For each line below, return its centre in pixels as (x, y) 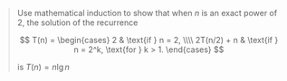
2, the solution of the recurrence (77, 22)
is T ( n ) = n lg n (43, 67)
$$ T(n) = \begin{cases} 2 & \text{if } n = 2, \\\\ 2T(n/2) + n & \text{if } (149, 40)
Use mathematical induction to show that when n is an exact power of (147, 13)
